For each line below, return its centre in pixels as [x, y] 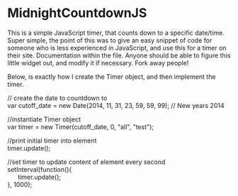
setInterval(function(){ [40, 169]
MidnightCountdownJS [77, 13]
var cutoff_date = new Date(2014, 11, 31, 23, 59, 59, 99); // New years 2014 [116, 105]
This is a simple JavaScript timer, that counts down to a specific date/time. [116, 33]
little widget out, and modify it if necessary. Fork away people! [98, 62]
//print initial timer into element [52, 141]
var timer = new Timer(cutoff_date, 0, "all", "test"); [81, 126]
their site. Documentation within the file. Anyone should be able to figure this [119, 55]
